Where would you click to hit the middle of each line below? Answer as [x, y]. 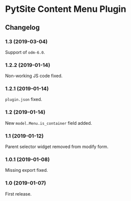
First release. [19, 194]
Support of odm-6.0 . [25, 52]
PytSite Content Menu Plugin [66, 9]
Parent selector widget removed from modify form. [57, 147]
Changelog [22, 27]
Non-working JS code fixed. [34, 76]
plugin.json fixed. [24, 100]
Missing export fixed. [27, 170]
